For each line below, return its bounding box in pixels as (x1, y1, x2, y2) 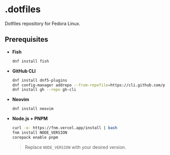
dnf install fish (12, 59, 49, 64)
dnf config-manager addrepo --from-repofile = (12, 83, 110, 88)
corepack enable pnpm (12, 135, 58, 140)
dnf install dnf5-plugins (12, 77, 67, 83)
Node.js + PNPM (12, 116, 48, 122)
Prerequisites (5, 35, 48, 44)
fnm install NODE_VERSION (12, 130, 67, 135)
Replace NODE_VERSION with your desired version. (24, 144, 127, 150)
